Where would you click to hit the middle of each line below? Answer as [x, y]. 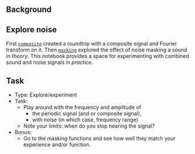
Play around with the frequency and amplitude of [82, 107]
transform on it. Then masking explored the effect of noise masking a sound [97, 50]
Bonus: [23, 132]
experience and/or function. [57, 145]
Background [29, 10]
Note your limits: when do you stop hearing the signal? [89, 126]
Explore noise [32, 30]
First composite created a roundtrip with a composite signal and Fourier [92, 44]
